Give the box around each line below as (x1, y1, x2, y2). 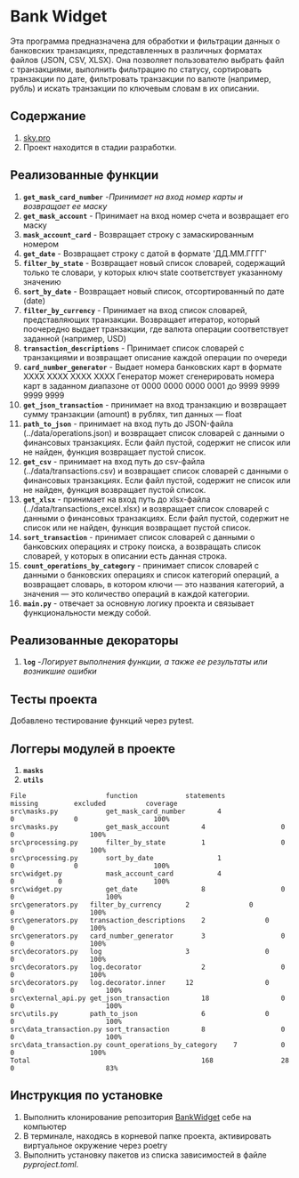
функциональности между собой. (22, 607, 151, 617)
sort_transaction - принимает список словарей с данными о (22, 531, 255, 542)
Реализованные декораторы (10, 633, 179, 648)
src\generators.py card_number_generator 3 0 (10, 932, 286, 940)
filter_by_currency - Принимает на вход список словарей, (22, 304, 247, 315)
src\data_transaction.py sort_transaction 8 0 (10, 1025, 286, 1034)
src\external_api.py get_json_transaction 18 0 (10, 994, 286, 1003)
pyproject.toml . (22, 1158, 79, 1169)
